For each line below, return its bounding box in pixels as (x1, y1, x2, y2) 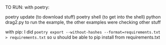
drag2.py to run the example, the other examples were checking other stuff (5, 19, 161, 25)
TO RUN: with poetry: (5, 4, 49, 10)
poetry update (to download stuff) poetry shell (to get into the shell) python (5, 14, 161, 19)
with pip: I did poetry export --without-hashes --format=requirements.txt (5, 29, 161, 34)
